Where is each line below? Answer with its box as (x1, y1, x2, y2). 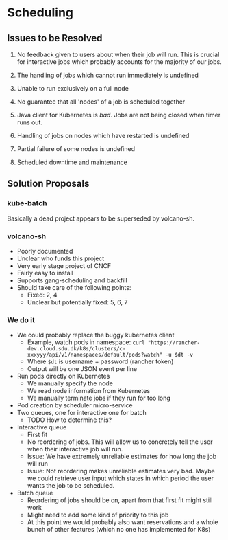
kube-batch (7, 199, 47, 208)
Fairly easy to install (16, 269, 74, 277)
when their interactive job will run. (27, 445, 123, 453)
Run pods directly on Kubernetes (16, 372, 110, 381)
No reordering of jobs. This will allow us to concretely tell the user (27, 438, 213, 446)
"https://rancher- (147, 339, 201, 346)
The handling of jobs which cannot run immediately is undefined (16, 71, 199, 79)
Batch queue (16, 489, 53, 497)
